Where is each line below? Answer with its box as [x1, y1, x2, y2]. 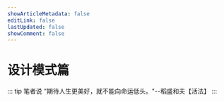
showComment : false [7, 30, 65, 37]
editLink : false [7, 17, 55, 24]
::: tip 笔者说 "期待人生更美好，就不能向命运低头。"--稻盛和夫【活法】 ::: [7, 87, 218, 96]
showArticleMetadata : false [7, 10, 90, 18]
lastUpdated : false [7, 23, 65, 30]
